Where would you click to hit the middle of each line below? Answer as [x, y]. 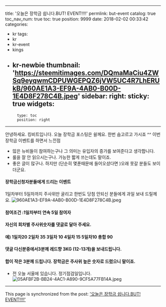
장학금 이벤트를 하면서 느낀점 [33, 140]
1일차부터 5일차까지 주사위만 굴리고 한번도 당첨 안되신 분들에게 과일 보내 [75, 194]
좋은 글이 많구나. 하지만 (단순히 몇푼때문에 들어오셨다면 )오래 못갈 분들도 [82, 163]
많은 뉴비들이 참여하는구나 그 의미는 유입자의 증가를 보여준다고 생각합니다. [83, 151]
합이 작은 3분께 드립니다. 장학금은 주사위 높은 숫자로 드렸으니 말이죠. [70, 261]
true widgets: [33, 104]
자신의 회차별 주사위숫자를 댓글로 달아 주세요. [48, 225]
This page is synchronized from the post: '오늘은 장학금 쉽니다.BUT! [73, 294]
